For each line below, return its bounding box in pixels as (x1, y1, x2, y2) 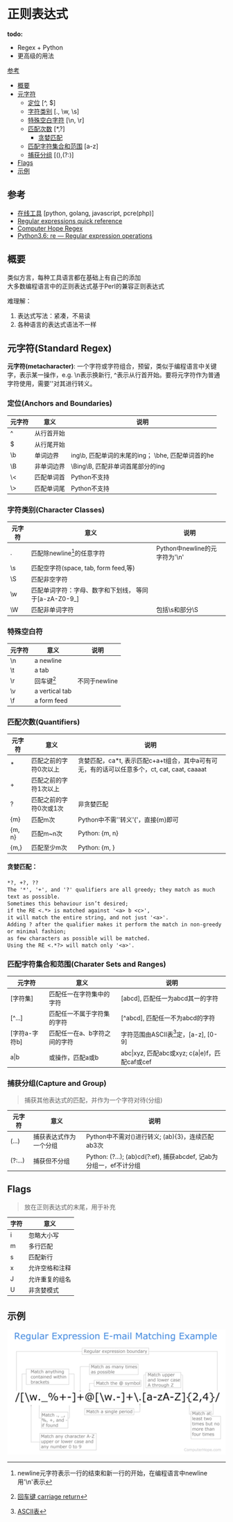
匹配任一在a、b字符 (49, 1029, 105, 1037)
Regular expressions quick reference (17, 216, 123, 225)
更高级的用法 (17, 51, 54, 60)
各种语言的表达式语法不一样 (17, 320, 97, 328)
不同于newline (77, 676, 118, 685)
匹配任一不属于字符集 (49, 1009, 110, 1018)
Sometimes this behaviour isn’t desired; (7, 900, 129, 907)
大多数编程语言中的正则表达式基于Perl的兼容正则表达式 (7, 282, 164, 290)
